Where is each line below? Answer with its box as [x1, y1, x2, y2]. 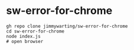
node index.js [6, 33, 41, 39]
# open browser [6, 38, 44, 44]
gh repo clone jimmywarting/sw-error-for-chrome [6, 23, 128, 29]
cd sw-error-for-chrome [6, 28, 65, 34]
